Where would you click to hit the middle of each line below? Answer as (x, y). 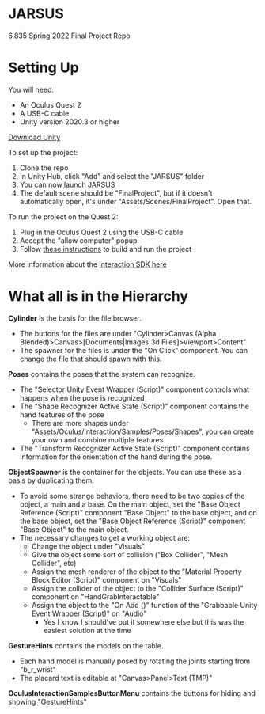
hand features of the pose (62, 414)
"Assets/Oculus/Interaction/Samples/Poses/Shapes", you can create (143, 431)
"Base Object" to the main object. (74, 529)
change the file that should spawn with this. (91, 359)
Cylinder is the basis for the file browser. (75, 318)
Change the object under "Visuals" (88, 546)
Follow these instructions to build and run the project (106, 249)
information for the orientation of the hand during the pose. (116, 457)
